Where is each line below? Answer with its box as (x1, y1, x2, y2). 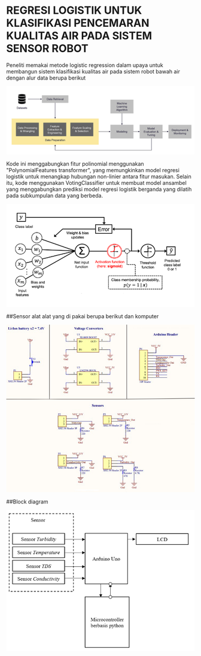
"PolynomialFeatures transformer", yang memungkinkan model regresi (6, 167, 179, 174)
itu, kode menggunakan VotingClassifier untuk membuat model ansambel (6, 179, 187, 187)
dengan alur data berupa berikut (6, 74, 86, 81)
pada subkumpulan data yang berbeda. (6, 192, 103, 199)
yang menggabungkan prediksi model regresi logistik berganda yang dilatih (6, 186, 192, 193)
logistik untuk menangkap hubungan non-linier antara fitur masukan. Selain (6, 173, 191, 180)
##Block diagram (6, 498, 49, 505)
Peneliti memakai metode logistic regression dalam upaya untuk (6, 61, 163, 69)
